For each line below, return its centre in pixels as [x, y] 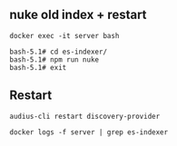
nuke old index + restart [78, 15]
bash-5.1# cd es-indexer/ [58, 52]
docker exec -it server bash [64, 35]
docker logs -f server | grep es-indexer [89, 132]
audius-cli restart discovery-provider [85, 116]
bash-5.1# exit [38, 67]
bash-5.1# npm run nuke [54, 59]
